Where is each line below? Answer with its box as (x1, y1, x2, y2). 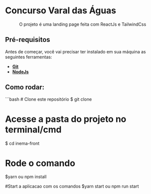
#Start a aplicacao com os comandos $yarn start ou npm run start (5, 183, 139, 190)
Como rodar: (5, 83, 45, 91)
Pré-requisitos (5, 36, 51, 44)
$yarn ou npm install (5, 174, 47, 180)
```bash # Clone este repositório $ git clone (5, 96, 92, 102)
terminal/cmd (5, 124, 62, 135)
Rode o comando (5, 157, 75, 169)
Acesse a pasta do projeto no (5, 114, 126, 124)
